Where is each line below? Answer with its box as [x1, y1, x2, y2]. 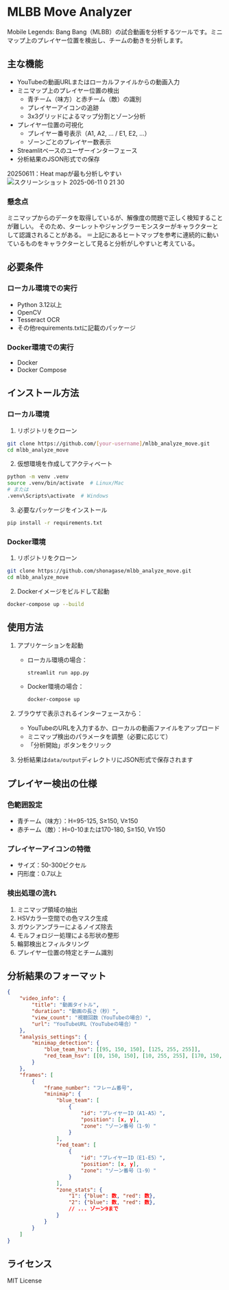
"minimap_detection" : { [32, 1040, 99, 1047]
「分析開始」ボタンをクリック [27, 741, 112, 749]
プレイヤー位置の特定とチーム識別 [16, 948, 113, 956]
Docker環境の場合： [27, 683, 84, 691]
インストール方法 [7, 387, 80, 399]
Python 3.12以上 [16, 300, 62, 308]
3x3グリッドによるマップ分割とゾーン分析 [27, 112, 146, 120]
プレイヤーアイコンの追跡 [27, 104, 99, 112]
